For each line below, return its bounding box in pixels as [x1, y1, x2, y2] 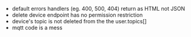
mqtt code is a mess [11, 24, 63, 31]
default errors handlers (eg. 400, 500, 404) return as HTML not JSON [11, 5, 186, 12]
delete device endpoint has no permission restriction [11, 11, 143, 18]
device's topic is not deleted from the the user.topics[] [11, 18, 147, 24]
